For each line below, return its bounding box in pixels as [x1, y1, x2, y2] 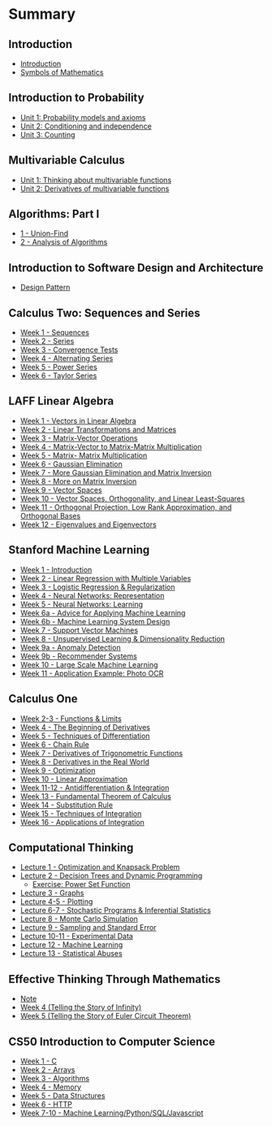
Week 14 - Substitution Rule [19, 800, 114, 810]
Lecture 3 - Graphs [19, 888, 84, 898]
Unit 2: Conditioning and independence [19, 121, 152, 131]
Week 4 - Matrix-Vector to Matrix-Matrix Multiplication [19, 441, 202, 451]
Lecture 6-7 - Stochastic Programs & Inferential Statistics [19, 906, 211, 915]
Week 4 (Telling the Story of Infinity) [19, 1002, 142, 1012]
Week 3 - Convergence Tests [19, 345, 119, 354]
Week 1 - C [19, 1056, 58, 1066]
